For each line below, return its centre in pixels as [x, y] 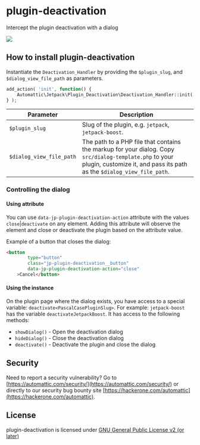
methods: [18, 320]
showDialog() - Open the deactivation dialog [69, 332]
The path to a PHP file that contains [132, 142]
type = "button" [45, 258]
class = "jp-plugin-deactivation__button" [78, 264]
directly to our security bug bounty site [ [56, 390]
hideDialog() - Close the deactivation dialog [69, 338]
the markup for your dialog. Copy [128, 149]
